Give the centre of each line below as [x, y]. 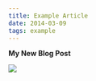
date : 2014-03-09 [38, 23]
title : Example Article [48, 16]
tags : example [32, 30]
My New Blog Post [40, 54]
